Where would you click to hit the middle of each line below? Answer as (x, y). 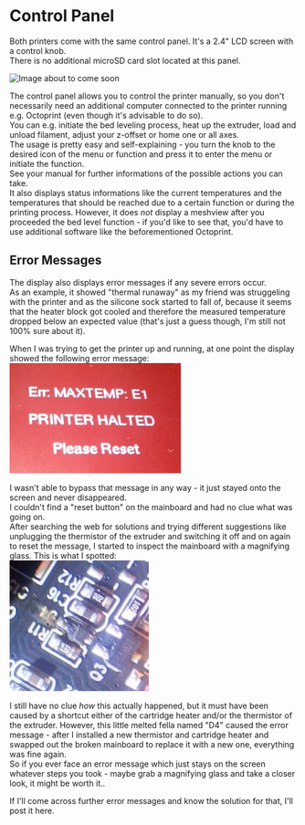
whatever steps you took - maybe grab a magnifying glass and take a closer (152, 773)
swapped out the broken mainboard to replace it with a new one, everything (152, 744)
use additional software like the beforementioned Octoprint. (121, 231)
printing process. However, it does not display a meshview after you (137, 212)
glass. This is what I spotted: (63, 555)
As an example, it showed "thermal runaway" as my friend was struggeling (150, 292)
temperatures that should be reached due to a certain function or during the (152, 203)
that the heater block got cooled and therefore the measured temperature (147, 311)
